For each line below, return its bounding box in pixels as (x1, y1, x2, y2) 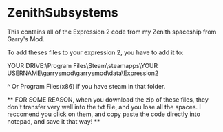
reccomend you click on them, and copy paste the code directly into (7, 110, 201, 118)
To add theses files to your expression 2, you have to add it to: (7, 48, 184, 56)
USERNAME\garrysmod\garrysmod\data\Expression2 (7, 69, 159, 77)
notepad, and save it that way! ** (7, 117, 100, 125)
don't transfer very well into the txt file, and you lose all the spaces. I (7, 102, 202, 111)
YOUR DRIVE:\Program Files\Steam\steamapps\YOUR (7, 61, 158, 69)
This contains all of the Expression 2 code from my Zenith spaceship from (7, 27, 217, 36)
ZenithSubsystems (7, 5, 118, 21)
